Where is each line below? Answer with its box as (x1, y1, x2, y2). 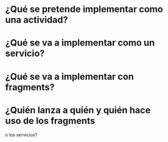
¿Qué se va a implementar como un (5, 37, 155, 49)
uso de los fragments (5, 115, 95, 126)
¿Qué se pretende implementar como (5, 4, 163, 15)
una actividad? (5, 14, 68, 26)
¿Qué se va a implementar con (5, 71, 134, 82)
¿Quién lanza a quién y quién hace (5, 104, 151, 116)
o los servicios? (5, 131, 38, 137)
